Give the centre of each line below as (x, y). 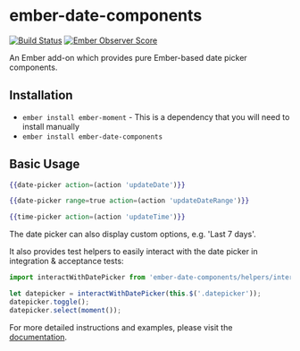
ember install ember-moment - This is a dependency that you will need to (156, 116)
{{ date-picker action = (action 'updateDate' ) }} (97, 184)
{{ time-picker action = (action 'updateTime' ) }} (97, 217)
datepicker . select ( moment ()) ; (66, 310)
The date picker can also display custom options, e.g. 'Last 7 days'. (133, 235)
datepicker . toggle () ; (50, 302)
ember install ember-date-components (92, 137)
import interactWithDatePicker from (77, 278)
